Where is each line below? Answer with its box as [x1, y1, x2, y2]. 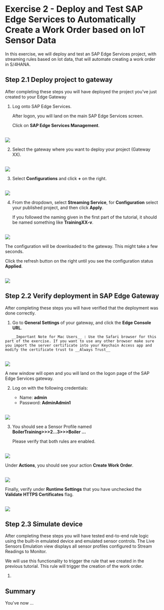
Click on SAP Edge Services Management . [12, 122, 100, 128]
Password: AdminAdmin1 [19, 399, 71, 405]
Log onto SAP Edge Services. [12, 103, 72, 109]
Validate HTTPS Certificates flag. [5, 491, 74, 497]
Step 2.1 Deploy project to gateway [5, 76, 113, 84]
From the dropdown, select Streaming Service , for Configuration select [12, 199, 158, 205]
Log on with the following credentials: [12, 385, 88, 391]
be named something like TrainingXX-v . [12, 219, 94, 225]
